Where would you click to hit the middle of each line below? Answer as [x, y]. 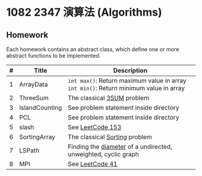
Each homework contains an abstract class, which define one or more [93, 49]
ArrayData [33, 84]
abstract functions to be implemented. [54, 56]
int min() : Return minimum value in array [126, 88]
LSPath [29, 150]
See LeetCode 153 [94, 127]
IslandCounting [40, 108]
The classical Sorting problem [110, 137]
